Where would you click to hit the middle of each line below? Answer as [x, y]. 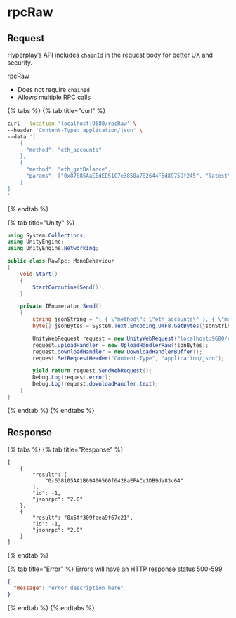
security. [20, 63]
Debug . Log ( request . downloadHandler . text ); [96, 384]
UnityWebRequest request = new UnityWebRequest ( [105, 338]
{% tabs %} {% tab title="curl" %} [57, 111]
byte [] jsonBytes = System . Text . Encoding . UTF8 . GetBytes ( [117, 326]
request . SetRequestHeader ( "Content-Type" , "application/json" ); [129, 358]
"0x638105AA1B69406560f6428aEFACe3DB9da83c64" [114, 481]
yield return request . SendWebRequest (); [92, 371]
